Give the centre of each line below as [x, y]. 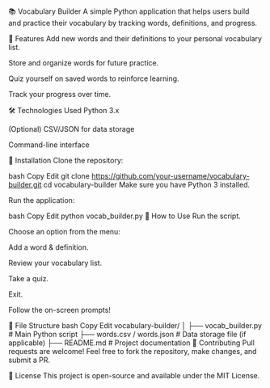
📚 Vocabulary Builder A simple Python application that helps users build [129, 11]
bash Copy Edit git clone [49, 176]
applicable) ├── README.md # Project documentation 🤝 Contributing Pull [131, 343]
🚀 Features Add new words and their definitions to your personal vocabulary [135, 38]
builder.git [25, 185]
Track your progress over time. [60, 94]
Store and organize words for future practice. [84, 63]
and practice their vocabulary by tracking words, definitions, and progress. [133, 23]
